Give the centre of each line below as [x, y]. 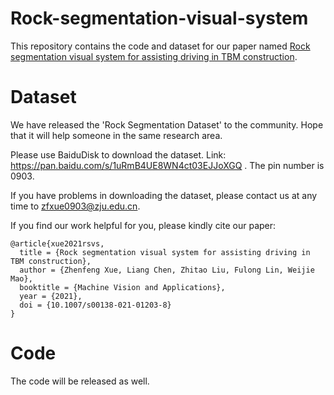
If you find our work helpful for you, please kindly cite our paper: [143, 225]
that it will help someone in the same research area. [116, 135]
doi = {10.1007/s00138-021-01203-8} [95, 305]
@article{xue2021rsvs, [57, 243]
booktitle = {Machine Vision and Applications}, [122, 287]
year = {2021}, [51, 296]
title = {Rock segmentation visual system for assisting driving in [165, 252]
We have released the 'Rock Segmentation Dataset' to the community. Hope [167, 124]
